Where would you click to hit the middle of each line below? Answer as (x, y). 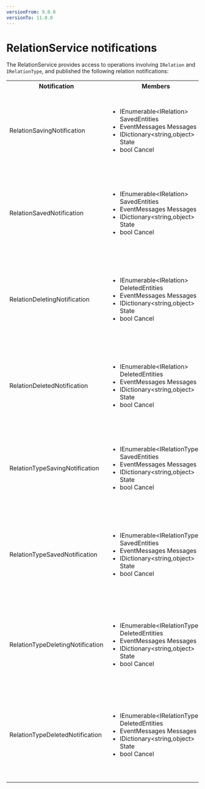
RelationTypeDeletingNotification (56, 645)
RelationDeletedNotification (49, 386)
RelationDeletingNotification (49, 299)
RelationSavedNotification (47, 213)
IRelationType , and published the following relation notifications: (88, 72)
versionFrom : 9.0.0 (31, 12)
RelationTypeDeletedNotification (56, 735)
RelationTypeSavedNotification (53, 555)
